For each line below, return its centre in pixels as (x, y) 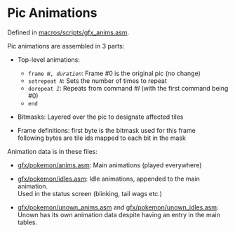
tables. (27, 222)
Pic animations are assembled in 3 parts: (66, 46)
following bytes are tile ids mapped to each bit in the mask (101, 138)
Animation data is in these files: (53, 151)
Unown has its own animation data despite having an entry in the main (119, 214)
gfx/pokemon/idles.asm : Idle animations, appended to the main (108, 179)
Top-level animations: (49, 59)
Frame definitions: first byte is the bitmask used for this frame (107, 130)
